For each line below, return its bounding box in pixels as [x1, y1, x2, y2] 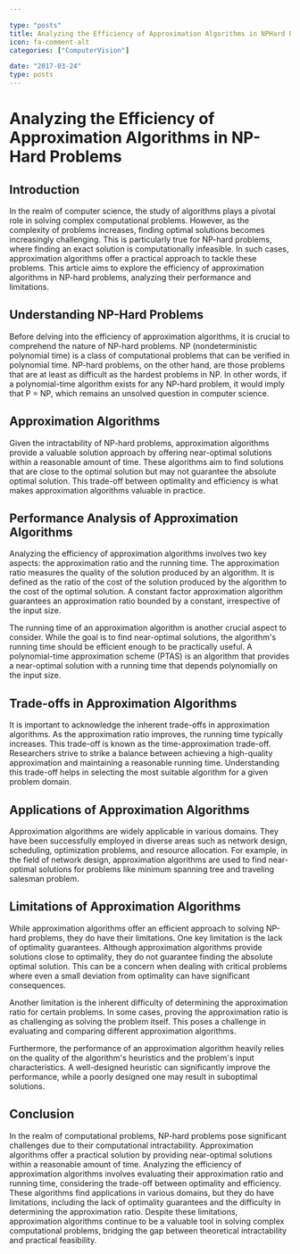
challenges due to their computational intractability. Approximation [9, 1140, 254, 1150]
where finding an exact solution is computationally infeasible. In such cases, [9, 244, 289, 254]
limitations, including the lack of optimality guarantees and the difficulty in [9, 1197, 281, 1208]
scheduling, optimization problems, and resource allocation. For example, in [9, 845, 288, 856]
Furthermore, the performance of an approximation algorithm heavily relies [9, 1042, 285, 1053]
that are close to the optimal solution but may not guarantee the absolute [9, 466, 277, 477]
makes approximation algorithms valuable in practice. [9, 485, 206, 495]
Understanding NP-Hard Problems [9, 307, 204, 322]
